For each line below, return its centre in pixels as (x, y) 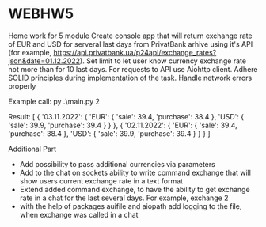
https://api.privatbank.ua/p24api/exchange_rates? (135, 52)
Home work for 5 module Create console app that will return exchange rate (130, 36)
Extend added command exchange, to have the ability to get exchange (135, 189)
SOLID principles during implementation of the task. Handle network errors (130, 78)
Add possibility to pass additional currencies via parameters (117, 164)
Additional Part (32, 149)
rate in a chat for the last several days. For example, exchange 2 (124, 198)
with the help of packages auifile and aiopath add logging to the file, (131, 206)
